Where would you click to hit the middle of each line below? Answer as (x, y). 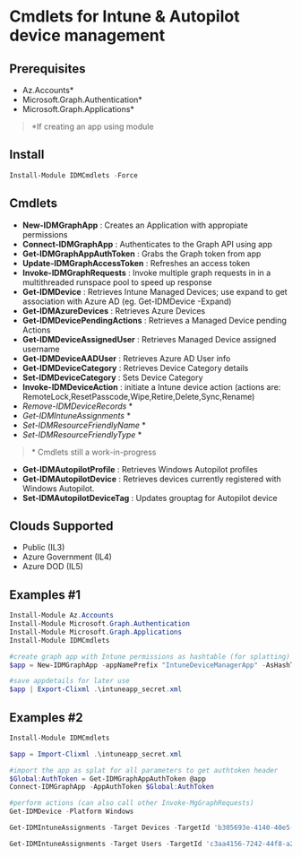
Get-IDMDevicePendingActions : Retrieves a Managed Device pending (154, 320)
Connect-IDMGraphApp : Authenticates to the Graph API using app (147, 244)
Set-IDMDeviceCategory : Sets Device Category (112, 377)
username (41, 349)
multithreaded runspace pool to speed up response (117, 282)
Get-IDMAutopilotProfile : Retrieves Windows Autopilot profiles (140, 469)
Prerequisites (47, 69)
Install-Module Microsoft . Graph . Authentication (100, 624)
